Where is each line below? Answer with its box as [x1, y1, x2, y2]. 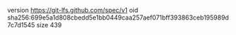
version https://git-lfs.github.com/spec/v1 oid [7, 6, 139, 14]
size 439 [36, 21, 62, 29]
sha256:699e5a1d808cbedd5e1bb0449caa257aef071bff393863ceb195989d [7, 13, 229, 22]
